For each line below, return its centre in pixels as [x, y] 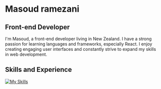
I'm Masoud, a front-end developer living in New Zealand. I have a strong [79, 39]
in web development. [26, 54]
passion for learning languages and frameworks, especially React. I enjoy [79, 44]
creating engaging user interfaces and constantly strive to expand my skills [80, 49]
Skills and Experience [39, 70]
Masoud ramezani [42, 9]
